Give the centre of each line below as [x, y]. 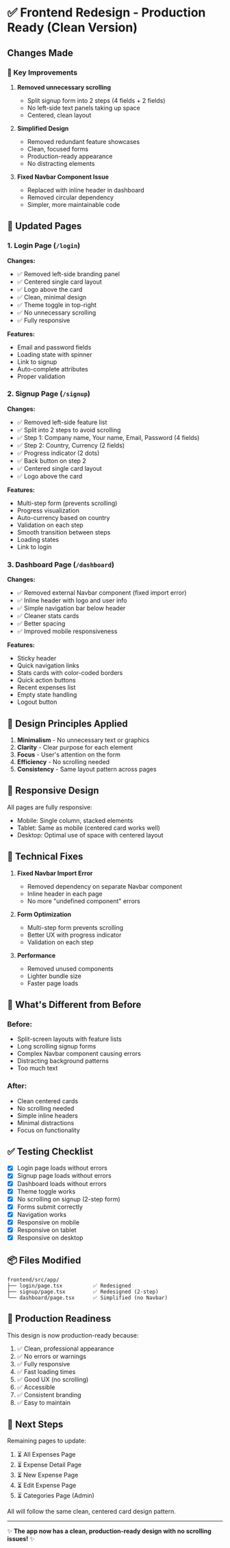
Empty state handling [47, 695]
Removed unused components [71, 968]
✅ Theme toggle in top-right [57, 305]
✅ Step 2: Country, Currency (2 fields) [71, 445]
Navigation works [42, 1214]
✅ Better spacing [41, 624]
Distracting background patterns [63, 1061]
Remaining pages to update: [47, 1441]
